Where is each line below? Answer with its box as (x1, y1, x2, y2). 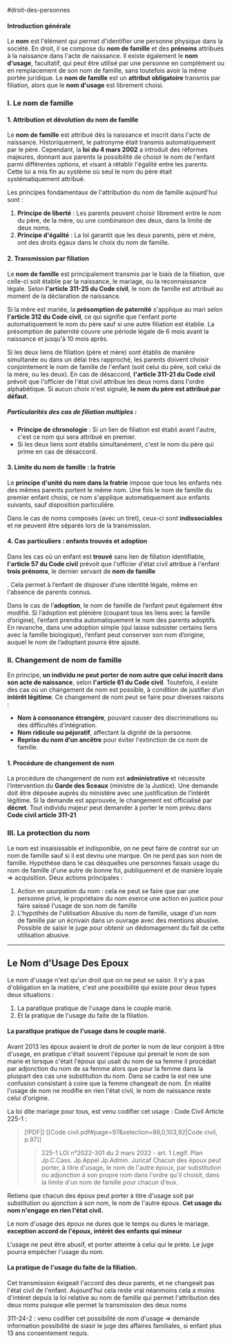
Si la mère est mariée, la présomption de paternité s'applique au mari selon (7, 305, 223, 313)
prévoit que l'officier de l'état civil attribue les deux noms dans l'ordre (7, 377, 205, 386)
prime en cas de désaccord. (17, 447, 97, 456)
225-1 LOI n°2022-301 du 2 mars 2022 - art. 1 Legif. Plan (41, 1148, 203, 1157)
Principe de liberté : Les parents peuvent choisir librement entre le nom (17, 209, 222, 217)
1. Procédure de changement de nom (7, 758, 115, 767)
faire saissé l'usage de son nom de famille (17, 902, 137, 910)
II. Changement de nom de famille (7, 655, 122, 664)
